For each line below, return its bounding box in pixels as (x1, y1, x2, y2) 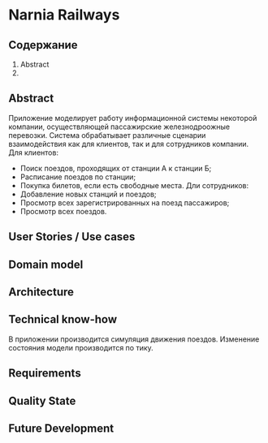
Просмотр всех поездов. (19, 206, 107, 216)
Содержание (8, 38, 79, 52)
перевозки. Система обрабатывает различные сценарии (8, 130, 206, 140)
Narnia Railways (8, 6, 120, 24)
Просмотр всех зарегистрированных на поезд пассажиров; (19, 197, 230, 208)
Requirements (8, 367, 81, 381)
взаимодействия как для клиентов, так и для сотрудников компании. (8, 139, 249, 148)
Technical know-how (8, 312, 118, 326)
